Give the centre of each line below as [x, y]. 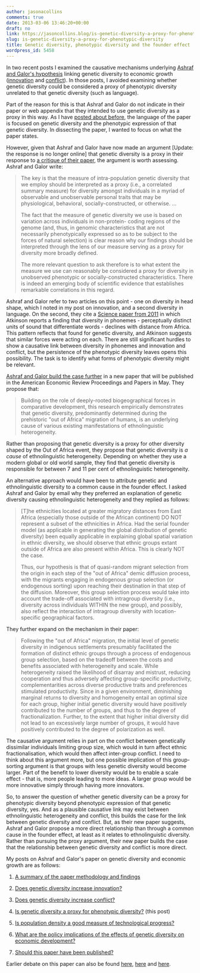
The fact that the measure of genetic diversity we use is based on [101, 215]
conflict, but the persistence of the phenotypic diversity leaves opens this [96, 352]
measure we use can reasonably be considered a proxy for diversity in [107, 271]
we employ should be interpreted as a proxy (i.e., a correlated [96, 184]
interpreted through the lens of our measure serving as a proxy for [102, 246]
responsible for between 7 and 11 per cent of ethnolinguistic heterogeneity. [98, 469]
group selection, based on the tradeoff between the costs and [97, 660]
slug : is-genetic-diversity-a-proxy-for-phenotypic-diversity [85, 39]
